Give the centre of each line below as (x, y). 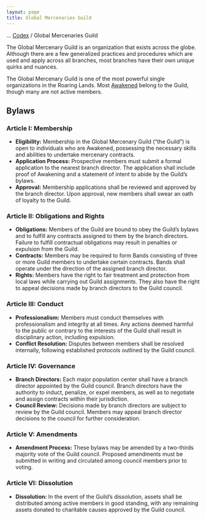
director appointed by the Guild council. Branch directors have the (98, 386)
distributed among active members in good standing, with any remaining (107, 503)
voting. (24, 467)
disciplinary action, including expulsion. (65, 337)
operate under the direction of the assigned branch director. (91, 269)
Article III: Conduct (35, 304)
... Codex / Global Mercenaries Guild (52, 35)
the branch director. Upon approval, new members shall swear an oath (104, 194)
